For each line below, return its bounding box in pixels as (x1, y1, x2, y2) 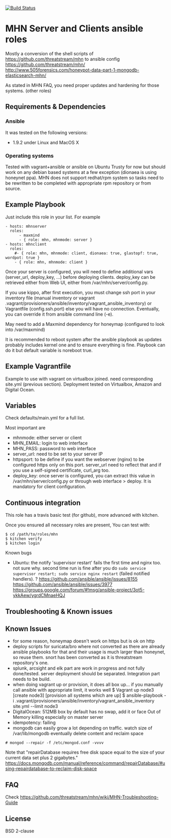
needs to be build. (12, 676, 51, 682)
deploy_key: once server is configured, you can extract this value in (12, 473, 155, 479)
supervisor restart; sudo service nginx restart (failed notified (12, 570, 150, 577)
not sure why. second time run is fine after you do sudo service (12, 565, 146, 571)
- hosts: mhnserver (5, 224, 47, 229)
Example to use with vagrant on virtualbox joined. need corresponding (5, 376, 153, 382)
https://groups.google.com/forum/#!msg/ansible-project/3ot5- (12, 587, 145, 593)
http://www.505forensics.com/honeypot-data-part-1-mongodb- (5, 67, 139, 73)
